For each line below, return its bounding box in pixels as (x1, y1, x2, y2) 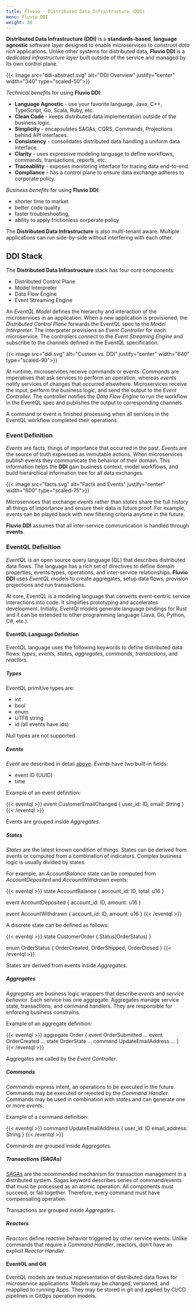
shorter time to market (14, 198, 68, 205)
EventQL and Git (6, 1261, 47, 1268)
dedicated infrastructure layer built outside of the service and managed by (6, 54, 186, 61)
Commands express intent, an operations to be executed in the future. (6, 1083, 176, 1090)
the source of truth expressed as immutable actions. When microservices (6, 451, 183, 458)
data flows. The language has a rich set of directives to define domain (6, 563, 175, 570)
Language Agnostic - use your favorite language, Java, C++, (14, 101, 163, 108)
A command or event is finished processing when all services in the (6, 410, 169, 417)
